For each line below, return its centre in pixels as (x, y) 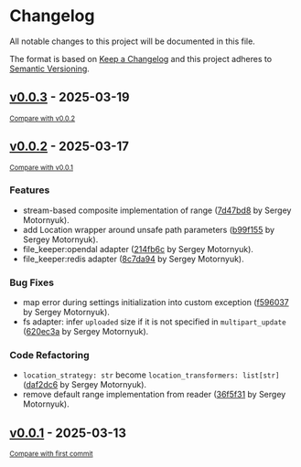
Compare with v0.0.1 (41, 167)
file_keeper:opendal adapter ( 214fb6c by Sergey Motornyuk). (138, 249)
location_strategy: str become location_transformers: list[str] (151, 375)
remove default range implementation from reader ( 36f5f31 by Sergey (154, 395)
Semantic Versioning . (49, 69)
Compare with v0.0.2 (43, 118)
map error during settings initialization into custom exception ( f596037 (156, 302)
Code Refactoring (49, 356)
